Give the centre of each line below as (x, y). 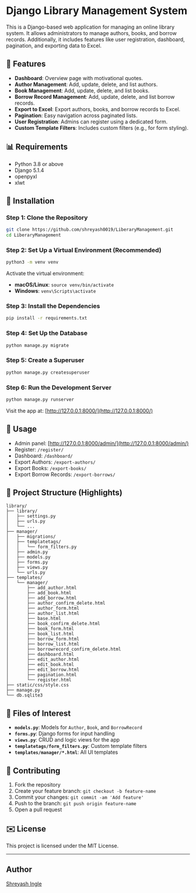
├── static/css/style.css (37, 685)
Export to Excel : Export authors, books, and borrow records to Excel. (97, 109)
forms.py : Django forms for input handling (64, 734)
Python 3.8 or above (39, 164)
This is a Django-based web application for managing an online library (90, 27)
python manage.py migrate (37, 345)
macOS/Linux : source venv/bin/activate (64, 285)
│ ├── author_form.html (43, 608)
